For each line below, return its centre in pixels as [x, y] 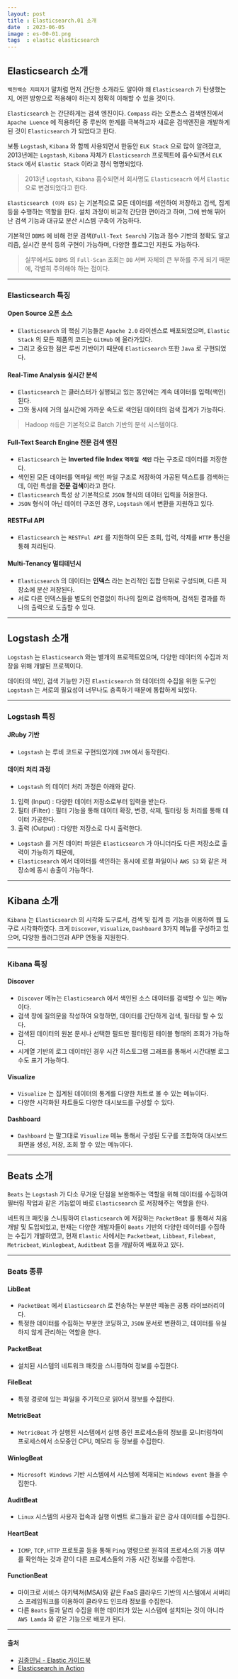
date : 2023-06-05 [36, 27]
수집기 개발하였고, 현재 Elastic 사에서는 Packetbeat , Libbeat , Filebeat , [115, 1236]
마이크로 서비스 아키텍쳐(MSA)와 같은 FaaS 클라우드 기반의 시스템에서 [114, 1592]
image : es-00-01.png [39, 34]
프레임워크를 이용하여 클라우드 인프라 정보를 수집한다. [99, 1601]
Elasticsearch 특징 [39, 295]
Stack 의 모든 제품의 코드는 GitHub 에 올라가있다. [85, 340]
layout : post [27, 14]
